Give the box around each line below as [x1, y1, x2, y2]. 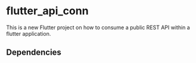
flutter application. [6, 30, 51, 37]
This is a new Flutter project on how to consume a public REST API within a [6, 24, 191, 31]
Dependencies [6, 48, 61, 58]
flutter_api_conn [6, 4, 89, 18]
